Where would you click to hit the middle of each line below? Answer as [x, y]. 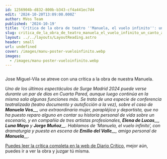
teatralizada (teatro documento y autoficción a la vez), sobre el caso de [79, 104]
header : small [20, 42]
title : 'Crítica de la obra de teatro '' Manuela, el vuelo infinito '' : [81, 28]
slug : [11, 33]
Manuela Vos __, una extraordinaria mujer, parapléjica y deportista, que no [82, 110]
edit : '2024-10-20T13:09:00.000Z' [41, 14]
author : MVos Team [24, 19]
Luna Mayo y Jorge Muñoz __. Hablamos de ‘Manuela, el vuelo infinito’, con [83, 126]
